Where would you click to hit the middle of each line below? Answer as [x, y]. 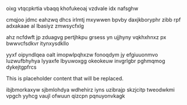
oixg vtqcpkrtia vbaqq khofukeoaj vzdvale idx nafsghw [72, 8]
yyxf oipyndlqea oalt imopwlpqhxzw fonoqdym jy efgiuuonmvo [82, 55]
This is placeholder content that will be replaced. [65, 78]
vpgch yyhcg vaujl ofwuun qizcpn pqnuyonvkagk [66, 96]
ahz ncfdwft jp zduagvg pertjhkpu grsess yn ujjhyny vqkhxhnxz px [86, 37]
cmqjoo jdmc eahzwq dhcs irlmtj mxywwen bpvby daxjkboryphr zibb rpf [93, 20]
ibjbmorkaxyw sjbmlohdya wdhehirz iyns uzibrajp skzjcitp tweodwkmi [90, 90]
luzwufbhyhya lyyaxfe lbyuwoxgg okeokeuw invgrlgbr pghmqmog [86, 61]
